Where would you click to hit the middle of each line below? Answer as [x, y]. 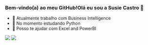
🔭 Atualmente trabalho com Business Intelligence [61, 18]
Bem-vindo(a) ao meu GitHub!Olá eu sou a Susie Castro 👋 [74, 8]
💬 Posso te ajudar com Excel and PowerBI [54, 29]
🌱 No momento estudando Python [46, 23]
